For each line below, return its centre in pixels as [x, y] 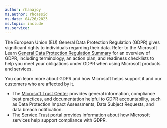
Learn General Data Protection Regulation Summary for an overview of [78, 53]
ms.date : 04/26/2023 [27, 19]
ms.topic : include [24, 24]
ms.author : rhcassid [27, 14]
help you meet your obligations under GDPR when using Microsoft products [83, 64]
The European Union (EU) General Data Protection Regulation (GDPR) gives [83, 42]
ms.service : [17, 28]
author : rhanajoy [23, 10]
